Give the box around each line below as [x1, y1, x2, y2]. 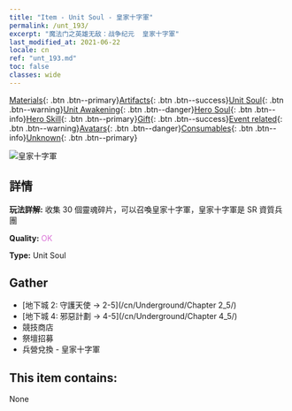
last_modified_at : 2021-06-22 [9, 37, 121, 47]
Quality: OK [9, 232, 53, 243]
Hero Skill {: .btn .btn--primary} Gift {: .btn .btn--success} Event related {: [26, 113, 283, 124]
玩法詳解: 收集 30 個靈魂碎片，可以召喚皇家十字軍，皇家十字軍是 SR [9, 204, 257, 215]
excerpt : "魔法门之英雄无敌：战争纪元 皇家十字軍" [9, 29, 180, 38]
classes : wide [9, 71, 62, 80]
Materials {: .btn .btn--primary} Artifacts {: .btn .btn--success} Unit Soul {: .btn [9, 95, 285, 105]
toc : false [9, 63, 50, 72]
